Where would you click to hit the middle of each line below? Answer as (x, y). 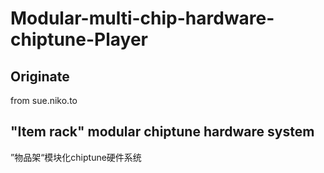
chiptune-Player (79, 39)
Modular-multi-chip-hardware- (142, 18)
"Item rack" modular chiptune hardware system (162, 132)
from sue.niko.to (44, 100)
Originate (40, 76)
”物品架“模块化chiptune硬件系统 (76, 157)
